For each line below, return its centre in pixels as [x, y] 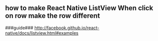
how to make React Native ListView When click [79, 8]
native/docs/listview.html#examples [42, 33]
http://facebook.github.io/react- [67, 28]
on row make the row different [53, 16]
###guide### [19, 28]
